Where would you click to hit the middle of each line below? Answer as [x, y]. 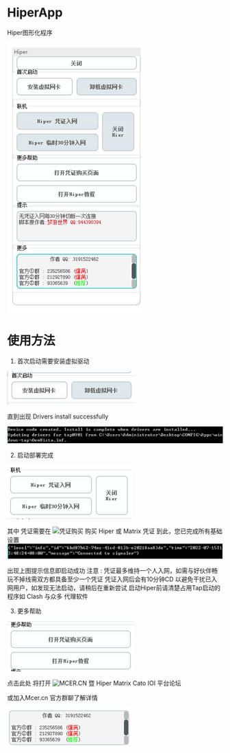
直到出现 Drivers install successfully [58, 416]
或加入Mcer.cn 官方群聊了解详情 [52, 697]
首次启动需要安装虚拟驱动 [53, 361]
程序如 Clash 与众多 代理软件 [48, 596]
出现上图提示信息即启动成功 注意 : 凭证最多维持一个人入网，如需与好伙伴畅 [112, 570]
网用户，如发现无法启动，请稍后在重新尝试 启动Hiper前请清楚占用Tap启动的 [114, 587]
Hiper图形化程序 [30, 32]
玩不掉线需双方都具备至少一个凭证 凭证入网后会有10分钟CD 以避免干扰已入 [112, 579]
